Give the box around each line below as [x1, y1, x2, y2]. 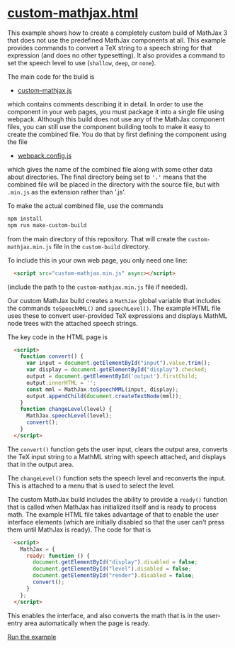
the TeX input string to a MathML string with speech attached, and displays [7, 452, 227, 461]
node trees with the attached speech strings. [7, 319, 138, 327]
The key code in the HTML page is [7, 332, 108, 341]
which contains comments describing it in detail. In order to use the [7, 99, 204, 108]
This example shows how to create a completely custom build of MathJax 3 [7, 28, 228, 37]
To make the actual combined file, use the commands [7, 201, 164, 210]
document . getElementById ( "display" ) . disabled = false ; [33, 559, 198, 566]
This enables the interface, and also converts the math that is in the [7, 611, 204, 620]
